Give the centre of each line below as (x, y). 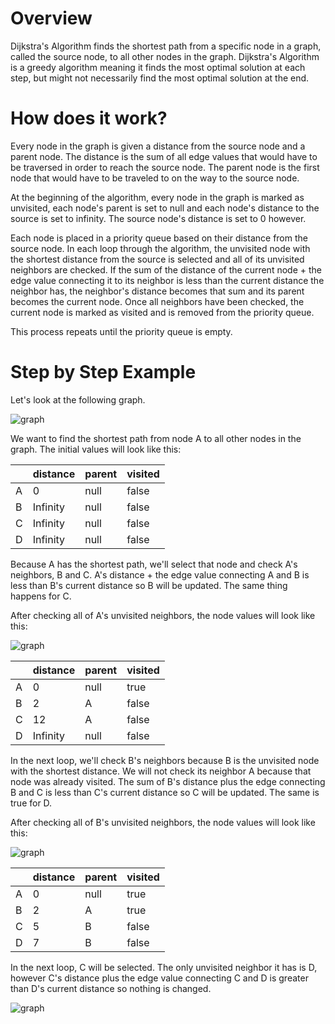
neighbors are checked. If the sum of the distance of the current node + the (166, 269)
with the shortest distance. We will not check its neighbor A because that (161, 771)
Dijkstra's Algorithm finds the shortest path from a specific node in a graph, (166, 46)
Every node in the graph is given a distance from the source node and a (158, 146)
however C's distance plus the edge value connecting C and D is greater (159, 978)
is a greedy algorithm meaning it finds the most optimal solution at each (158, 67)
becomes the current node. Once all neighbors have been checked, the (157, 301)
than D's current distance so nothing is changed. (111, 988)
